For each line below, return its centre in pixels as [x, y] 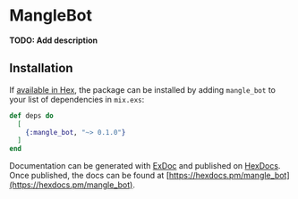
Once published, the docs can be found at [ [89, 176]
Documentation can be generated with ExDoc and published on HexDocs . [145, 166]
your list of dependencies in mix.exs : [77, 99]
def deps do [31, 116]
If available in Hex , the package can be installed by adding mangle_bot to [142, 89]
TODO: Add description [54, 40]
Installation [41, 68]
